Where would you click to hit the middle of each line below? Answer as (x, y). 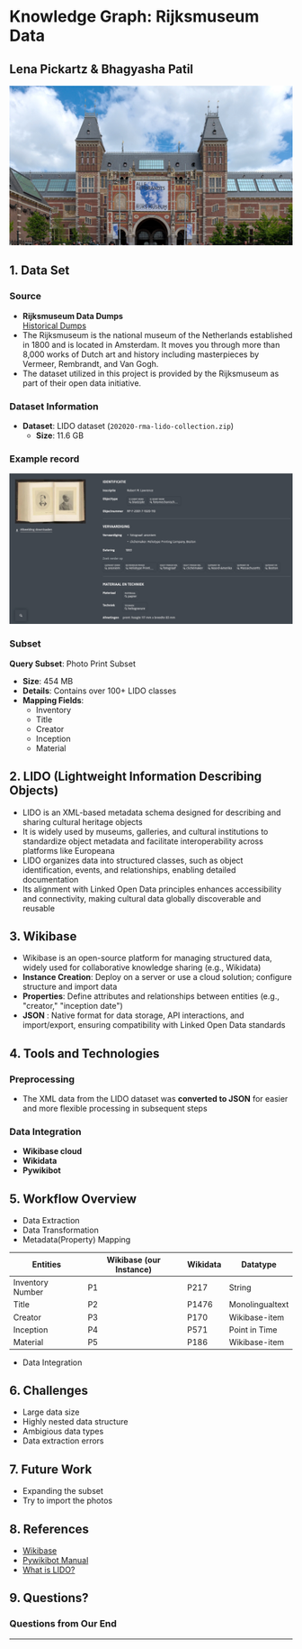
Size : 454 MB (48, 681)
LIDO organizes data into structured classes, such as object (133, 860)
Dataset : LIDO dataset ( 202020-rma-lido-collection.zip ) (128, 426)
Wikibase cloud (52, 1151)
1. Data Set (40, 271)
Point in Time (253, 1329)
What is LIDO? (49, 1570)
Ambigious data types (63, 1432)
